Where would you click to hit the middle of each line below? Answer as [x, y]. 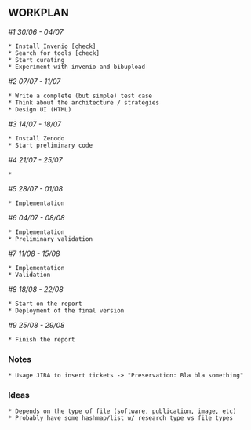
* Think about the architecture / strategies [84, 102]
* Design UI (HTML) [40, 109]
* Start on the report [45, 304]
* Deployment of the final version [66, 310]
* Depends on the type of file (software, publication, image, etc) [122, 411]
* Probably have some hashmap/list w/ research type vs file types [121, 418]
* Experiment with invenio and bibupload [77, 67]
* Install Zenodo [36, 138]
